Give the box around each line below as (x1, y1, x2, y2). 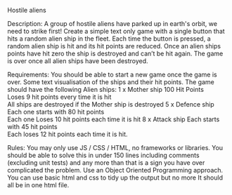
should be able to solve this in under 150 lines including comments (7, 151, 200, 159)
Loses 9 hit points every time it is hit (7, 93, 112, 101)
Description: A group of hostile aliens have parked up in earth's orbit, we (7, 20, 218, 27)
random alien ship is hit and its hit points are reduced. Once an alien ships (7, 42, 221, 50)
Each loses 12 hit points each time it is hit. (7, 130, 128, 138)
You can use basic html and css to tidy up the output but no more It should (7, 173, 224, 182)
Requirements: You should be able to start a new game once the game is (7, 70, 217, 79)
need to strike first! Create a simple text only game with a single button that (7, 27, 225, 35)
